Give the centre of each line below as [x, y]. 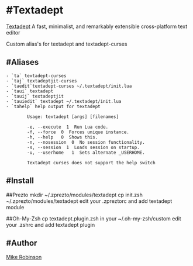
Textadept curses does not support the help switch [92, 163]
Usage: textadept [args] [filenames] [73, 117]
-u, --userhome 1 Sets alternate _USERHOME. [86, 153]
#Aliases [23, 62]
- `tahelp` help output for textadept [53, 106]
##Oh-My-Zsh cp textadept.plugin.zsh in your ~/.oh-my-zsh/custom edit [94, 218]
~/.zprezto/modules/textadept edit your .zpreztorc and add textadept [89, 201]
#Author [22, 243]
